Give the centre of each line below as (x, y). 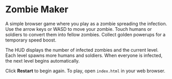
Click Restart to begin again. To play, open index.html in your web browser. (85, 71)
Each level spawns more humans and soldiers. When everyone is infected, (84, 55)
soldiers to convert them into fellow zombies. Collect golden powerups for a (85, 34)
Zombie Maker (37, 9)
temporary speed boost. (31, 40)
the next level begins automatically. (43, 61)
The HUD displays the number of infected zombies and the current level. (82, 50)
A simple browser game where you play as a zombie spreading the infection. (86, 24)
